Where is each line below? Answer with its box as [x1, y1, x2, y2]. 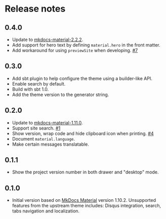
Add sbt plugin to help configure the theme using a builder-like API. [12, 75, 152, 81]
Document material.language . [12, 136, 75, 142]
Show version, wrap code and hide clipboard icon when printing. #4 [12, 130, 154, 137]
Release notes [5, 3, 66, 15]
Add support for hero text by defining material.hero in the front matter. [12, 42, 160, 48]
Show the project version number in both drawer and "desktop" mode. [12, 169, 159, 175]
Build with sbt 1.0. [12, 86, 49, 92]
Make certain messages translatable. [12, 141, 89, 147]
